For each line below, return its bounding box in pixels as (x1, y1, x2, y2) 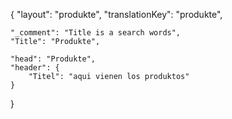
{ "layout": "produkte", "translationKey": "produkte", (10, 9, 223, 20)
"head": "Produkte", (10, 54, 97, 64)
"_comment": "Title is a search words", (10, 28, 182, 38)
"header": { (10, 63, 60, 73)
